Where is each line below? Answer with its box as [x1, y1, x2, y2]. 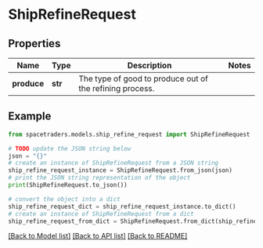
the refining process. [77, 83, 155, 93]
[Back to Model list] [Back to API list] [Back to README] [8, 232, 188, 241]
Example [8, 110, 52, 123]
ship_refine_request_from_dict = [8, 217, 117, 225]
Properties [8, 37, 61, 50]
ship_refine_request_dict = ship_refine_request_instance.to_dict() [8, 202, 236, 210]
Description [127, 60, 172, 71]
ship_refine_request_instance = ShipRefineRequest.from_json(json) [8, 166, 233, 174]
